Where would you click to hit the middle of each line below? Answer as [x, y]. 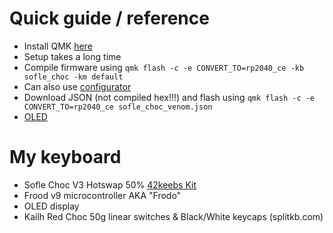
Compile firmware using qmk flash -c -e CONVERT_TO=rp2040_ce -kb [164, 67]
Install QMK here [58, 46]
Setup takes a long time [72, 56]
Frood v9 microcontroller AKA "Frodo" [102, 195]
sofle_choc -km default [73, 77]
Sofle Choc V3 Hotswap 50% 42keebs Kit [110, 184]
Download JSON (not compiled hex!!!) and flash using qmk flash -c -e [169, 97]
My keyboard [65, 157]
